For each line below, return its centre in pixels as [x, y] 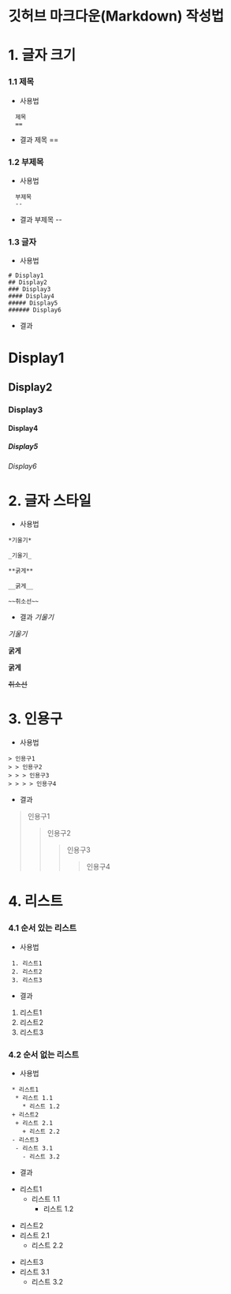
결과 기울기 [37, 617]
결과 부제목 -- [41, 219]
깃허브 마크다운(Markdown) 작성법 [116, 16]
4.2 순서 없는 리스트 [44, 1054]
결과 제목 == [39, 140]
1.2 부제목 [26, 162]
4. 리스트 [35, 901]
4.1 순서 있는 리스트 [43, 928]
